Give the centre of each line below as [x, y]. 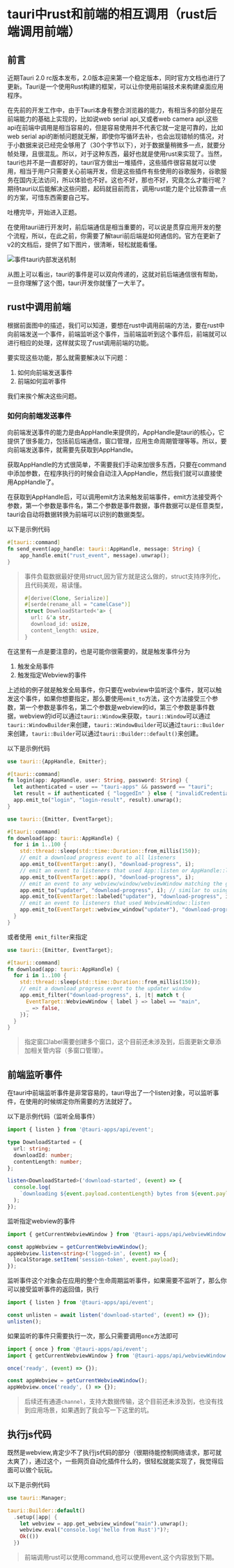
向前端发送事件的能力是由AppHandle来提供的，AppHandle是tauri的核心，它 [116, 432]
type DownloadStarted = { [45, 1143]
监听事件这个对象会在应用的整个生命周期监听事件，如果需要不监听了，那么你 [117, 1281]
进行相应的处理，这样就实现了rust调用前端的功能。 [80, 342]
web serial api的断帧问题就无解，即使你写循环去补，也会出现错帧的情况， [112, 136]
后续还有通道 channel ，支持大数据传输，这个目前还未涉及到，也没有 [120, 1402]
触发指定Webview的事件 [52, 675]
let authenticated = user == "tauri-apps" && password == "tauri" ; [114, 787]
